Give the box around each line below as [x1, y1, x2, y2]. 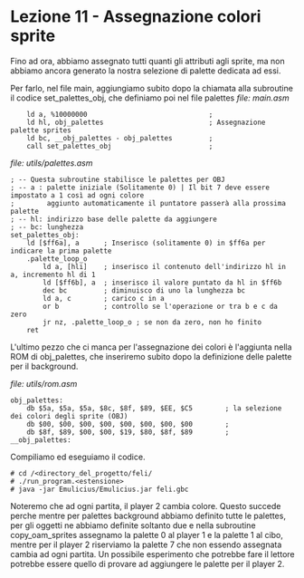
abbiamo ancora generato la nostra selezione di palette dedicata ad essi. [10, 65, 281, 76]
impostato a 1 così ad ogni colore [10, 190, 145, 200]
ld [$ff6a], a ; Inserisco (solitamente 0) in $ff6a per [26, 238, 266, 247]
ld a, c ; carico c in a [43, 294, 166, 303]
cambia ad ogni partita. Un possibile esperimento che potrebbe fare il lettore [10, 548, 295, 559]
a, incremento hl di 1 [10, 270, 96, 279]
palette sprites [10, 125, 71, 135]
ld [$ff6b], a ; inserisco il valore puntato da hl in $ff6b [43, 278, 282, 287]
